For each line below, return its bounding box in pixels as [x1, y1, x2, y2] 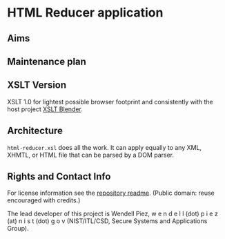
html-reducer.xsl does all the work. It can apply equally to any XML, [7, 143, 202, 151]
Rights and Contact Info [7, 171, 111, 182]
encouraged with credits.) [7, 196, 81, 204]
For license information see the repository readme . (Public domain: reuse [7, 189, 215, 198]
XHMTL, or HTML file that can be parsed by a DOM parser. [7, 151, 175, 159]
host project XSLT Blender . [7, 105, 83, 113]
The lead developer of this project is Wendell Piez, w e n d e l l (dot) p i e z [7, 209, 219, 218]
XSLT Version [7, 79, 67, 91]
